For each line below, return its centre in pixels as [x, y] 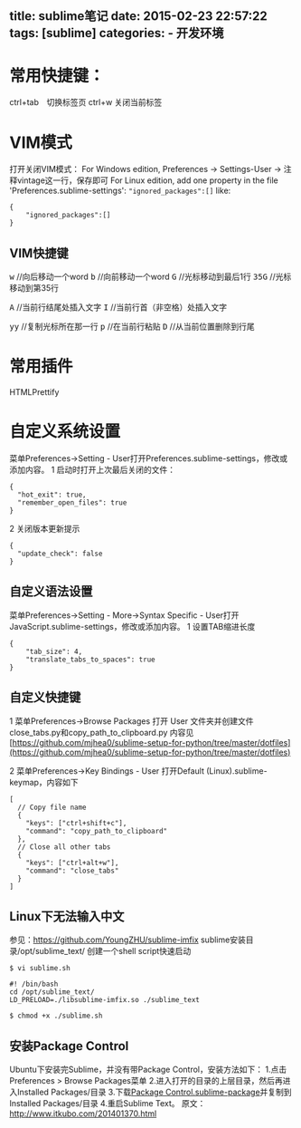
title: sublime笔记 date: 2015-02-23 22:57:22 [139, 16]
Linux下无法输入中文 [67, 916]
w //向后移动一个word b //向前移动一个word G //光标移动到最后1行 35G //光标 [150, 277]
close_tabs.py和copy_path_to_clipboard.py [89, 732]
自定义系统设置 [65, 432]
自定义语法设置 [51, 592]
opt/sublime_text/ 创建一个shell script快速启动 [106, 951]
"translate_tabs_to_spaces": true [90, 660]
